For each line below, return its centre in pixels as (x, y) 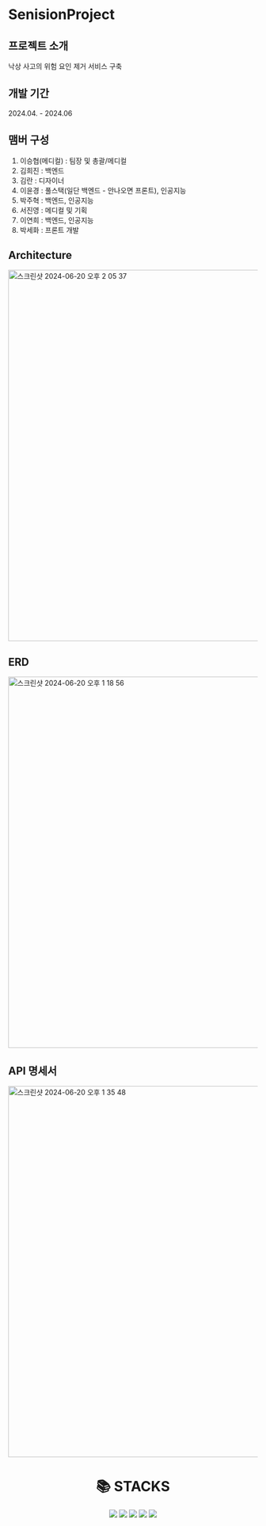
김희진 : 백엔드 (42, 170)
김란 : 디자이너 (42, 181)
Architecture (40, 255)
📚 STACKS (133, 1487)
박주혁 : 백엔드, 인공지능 (57, 200)
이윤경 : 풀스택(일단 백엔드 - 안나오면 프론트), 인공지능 (103, 190)
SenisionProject (61, 15)
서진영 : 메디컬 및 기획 (53, 210)
